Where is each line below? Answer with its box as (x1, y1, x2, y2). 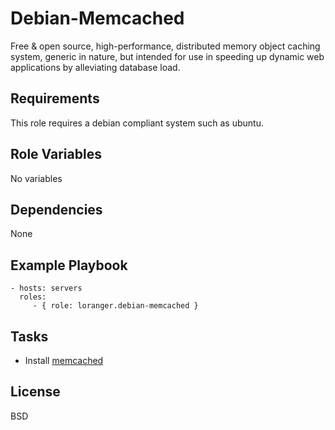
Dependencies (10, 201, 103, 218)
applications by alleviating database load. (10, 61, 181, 73)
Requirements (10, 90, 100, 107)
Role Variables (10, 146, 102, 163)
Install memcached (24, 355, 104, 366)
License (10, 383, 61, 401)
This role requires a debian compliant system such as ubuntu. (10, 117, 264, 129)
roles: (19, 292, 47, 302)
